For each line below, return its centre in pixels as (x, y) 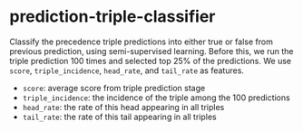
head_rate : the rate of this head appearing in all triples (123, 107)
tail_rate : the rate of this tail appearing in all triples (119, 117)
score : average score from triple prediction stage (114, 88)
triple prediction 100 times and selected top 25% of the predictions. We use (151, 61)
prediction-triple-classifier (112, 17)
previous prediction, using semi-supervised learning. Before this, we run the (151, 51)
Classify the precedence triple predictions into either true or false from (142, 42)
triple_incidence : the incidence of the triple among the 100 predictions (156, 98)
